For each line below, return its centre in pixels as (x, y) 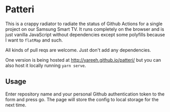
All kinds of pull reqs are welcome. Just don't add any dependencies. (78, 50)
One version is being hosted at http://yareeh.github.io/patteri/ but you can (83, 60)
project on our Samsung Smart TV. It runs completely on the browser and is (85, 29)
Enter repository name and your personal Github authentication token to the (85, 94)
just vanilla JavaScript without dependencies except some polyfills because (85, 34)
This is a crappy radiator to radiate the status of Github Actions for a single (84, 24)
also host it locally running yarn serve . (46, 65)
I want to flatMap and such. (34, 40)
